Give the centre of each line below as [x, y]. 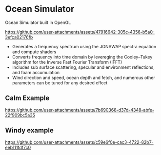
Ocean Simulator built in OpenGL [38, 22]
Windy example [29, 130]
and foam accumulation [36, 72]
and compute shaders [34, 52]
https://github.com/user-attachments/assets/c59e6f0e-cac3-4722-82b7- [79, 142]
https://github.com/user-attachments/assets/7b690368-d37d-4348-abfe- [80, 110]
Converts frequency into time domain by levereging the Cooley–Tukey [82, 57]
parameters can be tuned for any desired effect [60, 83]
